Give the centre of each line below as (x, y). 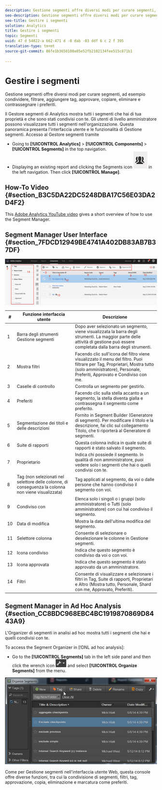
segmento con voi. (93, 489)
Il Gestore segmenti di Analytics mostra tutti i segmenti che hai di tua (73, 114)
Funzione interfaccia (44, 314)
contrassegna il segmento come (107, 403)
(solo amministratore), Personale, (108, 369)
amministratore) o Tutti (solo (103, 504)
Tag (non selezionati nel (40, 477)
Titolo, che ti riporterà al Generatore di (113, 431)
